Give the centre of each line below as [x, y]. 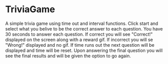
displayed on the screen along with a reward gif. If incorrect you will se [79, 40]
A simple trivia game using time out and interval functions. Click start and [82, 23]
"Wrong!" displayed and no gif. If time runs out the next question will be [80, 45]
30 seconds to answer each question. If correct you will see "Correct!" [79, 34]
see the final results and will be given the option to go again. [68, 56]
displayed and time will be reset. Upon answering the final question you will [84, 50]
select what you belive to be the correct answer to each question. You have [84, 28]
